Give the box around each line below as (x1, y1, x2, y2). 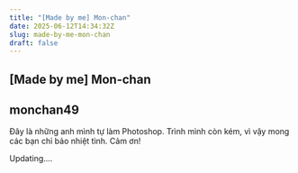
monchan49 (9, 103, 79, 118)
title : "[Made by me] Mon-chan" (9, 13, 131, 23)
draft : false (9, 38, 59, 48)
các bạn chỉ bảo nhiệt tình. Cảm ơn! (9, 136, 141, 147)
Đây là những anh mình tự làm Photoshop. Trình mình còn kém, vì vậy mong (9, 126, 290, 137)
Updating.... (9, 153, 53, 164)
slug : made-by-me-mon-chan (9, 30, 111, 39)
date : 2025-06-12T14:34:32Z (9, 22, 115, 31)
